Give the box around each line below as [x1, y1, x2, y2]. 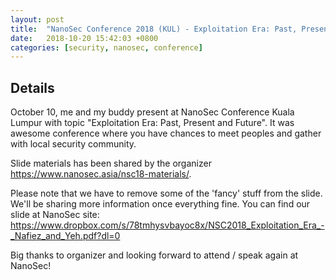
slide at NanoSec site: [10, 209, 100, 221]
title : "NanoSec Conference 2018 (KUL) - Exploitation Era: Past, [10, 24, 298, 34]
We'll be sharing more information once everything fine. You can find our [10, 198, 311, 210]
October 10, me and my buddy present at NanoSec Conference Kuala [10, 106, 295, 118]
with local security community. [10, 138, 137, 150]
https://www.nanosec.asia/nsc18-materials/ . [10, 168, 192, 180]
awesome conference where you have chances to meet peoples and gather [10, 127, 322, 140]
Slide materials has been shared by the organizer [10, 157, 212, 170]
